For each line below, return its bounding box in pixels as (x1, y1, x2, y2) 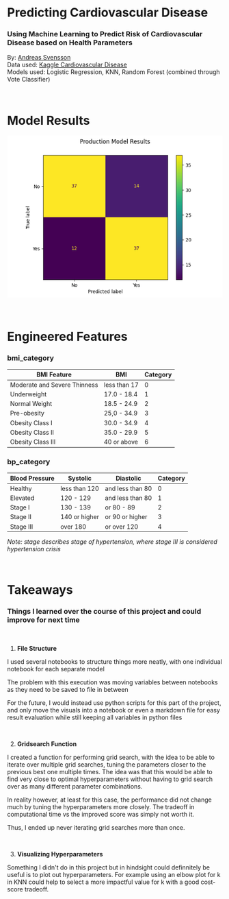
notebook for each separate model (7, 664, 105, 673)
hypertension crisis (7, 545, 62, 553)
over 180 (60, 523, 87, 531)
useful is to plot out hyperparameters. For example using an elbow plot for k (7, 870, 221, 878)
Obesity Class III (10, 437, 56, 446)
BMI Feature (36, 370, 72, 379)
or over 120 (105, 523, 139, 531)
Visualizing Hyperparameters (16, 850, 103, 858)
